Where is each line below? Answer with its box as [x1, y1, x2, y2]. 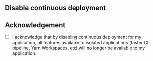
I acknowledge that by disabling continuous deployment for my [12, 34, 142, 40]
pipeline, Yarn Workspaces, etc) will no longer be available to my [12, 45, 145, 51]
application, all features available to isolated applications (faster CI [12, 40, 149, 46]
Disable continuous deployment [5, 4, 106, 12]
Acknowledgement [5, 21, 66, 29]
